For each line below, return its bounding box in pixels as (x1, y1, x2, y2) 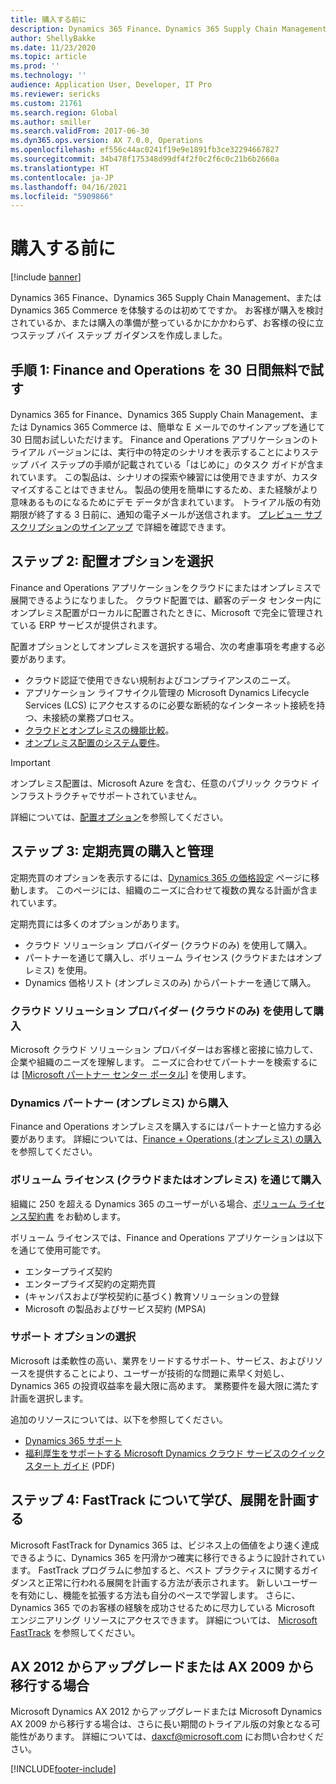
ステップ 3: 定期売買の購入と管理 (10, 843, 214, 860)
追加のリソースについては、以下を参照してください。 (10, 1413, 228, 1425)
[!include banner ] (10, 271, 82, 283)
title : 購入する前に (10, 14, 87, 25)
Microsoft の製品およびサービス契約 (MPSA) (24, 1302, 207, 1315)
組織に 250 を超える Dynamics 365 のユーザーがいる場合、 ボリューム (10, 1197, 297, 1210)
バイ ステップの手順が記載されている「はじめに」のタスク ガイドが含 (29, 459, 316, 470)
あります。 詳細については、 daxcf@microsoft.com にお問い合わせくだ (36, 1731, 325, 1743)
